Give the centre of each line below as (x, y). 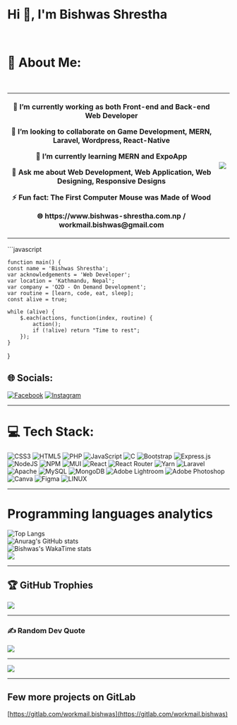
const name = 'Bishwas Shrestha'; (58, 268)
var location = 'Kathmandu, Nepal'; (61, 281)
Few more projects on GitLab (72, 697)
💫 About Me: (44, 63)
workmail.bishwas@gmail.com (111, 224)
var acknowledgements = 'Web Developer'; (69, 274)
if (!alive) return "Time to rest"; (86, 330)
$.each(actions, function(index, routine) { (86, 318)
